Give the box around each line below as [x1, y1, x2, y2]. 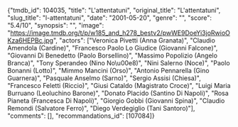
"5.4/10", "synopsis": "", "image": [7, 21, 104, 29]
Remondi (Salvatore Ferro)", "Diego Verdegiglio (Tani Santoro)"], [7, 104, 195, 112]
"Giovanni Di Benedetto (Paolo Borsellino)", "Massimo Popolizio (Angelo [7, 51, 218, 60]
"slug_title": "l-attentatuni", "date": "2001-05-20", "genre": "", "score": [7, 13, 212, 22]
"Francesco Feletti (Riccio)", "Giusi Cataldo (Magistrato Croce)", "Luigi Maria [7, 82, 231, 89]
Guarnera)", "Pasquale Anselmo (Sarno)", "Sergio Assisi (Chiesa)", [7, 74, 201, 82]
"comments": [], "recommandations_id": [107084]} [7, 111, 155, 120]
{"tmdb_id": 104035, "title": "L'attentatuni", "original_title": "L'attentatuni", [7, 6, 221, 14]
